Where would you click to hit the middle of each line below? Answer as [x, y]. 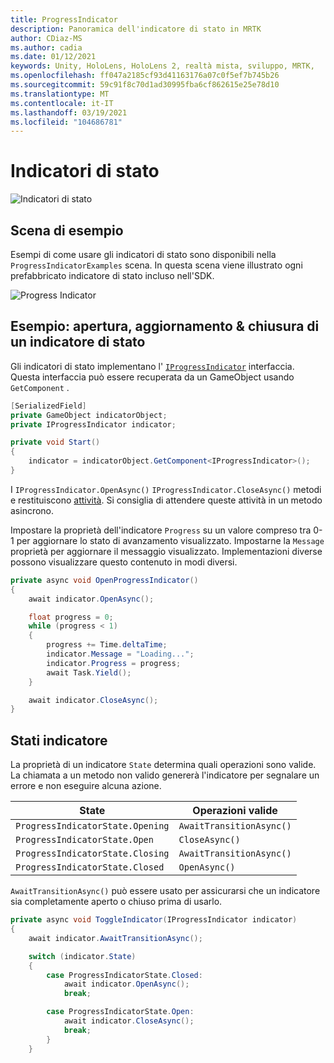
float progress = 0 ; [71, 617]
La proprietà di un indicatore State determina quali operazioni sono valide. [163, 765]
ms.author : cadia [46, 47]
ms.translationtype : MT [60, 94]
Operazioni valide [235, 811]
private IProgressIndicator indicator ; [93, 424]
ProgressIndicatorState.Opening [92, 826]
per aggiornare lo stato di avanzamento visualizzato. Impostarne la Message [170, 540]
